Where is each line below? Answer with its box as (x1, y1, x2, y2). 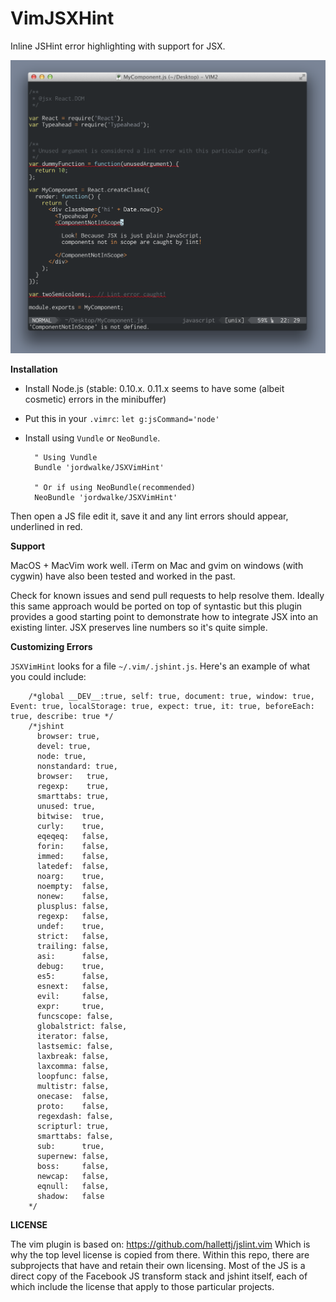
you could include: (10, 670, 87, 682)
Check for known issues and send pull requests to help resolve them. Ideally (10, 589, 325, 601)
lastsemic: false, (36, 1041, 114, 1051)
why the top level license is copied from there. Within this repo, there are (10, 1248, 310, 1261)
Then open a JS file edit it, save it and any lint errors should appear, (10, 510, 289, 522)
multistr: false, (36, 1081, 110, 1091)
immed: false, (36, 851, 110, 861)
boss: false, (36, 1161, 110, 1171)
